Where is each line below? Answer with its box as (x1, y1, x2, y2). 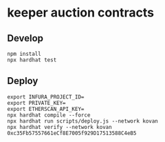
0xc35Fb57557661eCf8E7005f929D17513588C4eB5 (7, 130, 137, 136)
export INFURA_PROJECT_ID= (7, 93, 85, 101)
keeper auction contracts (7, 5, 155, 21)
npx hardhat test (7, 57, 57, 63)
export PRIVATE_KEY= (7, 99, 67, 106)
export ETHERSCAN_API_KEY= (7, 105, 85, 112)
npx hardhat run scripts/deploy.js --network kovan (7, 117, 158, 125)
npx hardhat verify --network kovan (7, 123, 112, 130)
